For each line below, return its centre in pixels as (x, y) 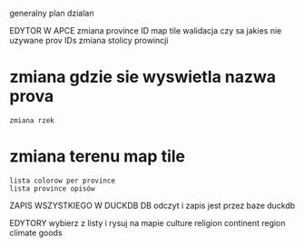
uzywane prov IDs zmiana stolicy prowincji (89, 40)
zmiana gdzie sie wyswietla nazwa (143, 77)
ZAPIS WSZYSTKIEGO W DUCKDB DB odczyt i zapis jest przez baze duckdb (152, 205)
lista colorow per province (63, 181)
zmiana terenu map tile (98, 157)
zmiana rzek (32, 120)
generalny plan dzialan (52, 13)
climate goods (36, 232)
